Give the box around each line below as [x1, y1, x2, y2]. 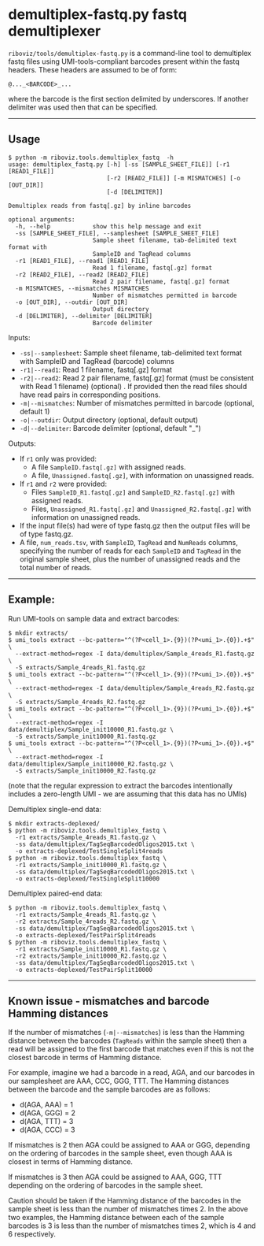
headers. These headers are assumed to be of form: [8, 65, 178, 74]
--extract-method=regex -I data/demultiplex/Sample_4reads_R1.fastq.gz [15, 650, 255, 658]
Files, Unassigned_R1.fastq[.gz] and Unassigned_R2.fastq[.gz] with [31, 504, 251, 514]
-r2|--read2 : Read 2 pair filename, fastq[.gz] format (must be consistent [19, 373, 254, 383]
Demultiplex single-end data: [8, 804, 102, 814]
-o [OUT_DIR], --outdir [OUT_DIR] [15, 298, 128, 306]
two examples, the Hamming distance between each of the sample [8, 1213, 225, 1222]
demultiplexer [8, 22, 101, 40]
